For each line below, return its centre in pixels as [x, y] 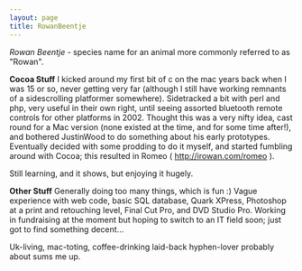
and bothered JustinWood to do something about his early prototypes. [140, 136]
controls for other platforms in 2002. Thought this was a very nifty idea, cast [151, 117]
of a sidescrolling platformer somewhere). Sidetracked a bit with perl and [145, 98]
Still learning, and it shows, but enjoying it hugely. [101, 173]
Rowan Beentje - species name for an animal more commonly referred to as [150, 51]
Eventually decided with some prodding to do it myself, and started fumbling [151, 146]
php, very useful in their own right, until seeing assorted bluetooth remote [146, 107]
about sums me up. [45, 256]
